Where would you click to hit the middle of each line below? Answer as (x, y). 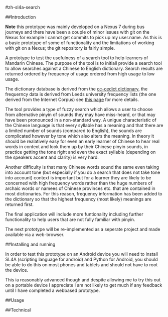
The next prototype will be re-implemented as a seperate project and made (83, 229)
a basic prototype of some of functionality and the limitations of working (80, 43)
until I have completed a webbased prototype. (53, 290)
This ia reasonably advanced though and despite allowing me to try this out (83, 280)
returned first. (20, 204)
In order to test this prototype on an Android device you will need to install (81, 254)
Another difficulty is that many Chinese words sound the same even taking (82, 167)
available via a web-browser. (35, 235)
